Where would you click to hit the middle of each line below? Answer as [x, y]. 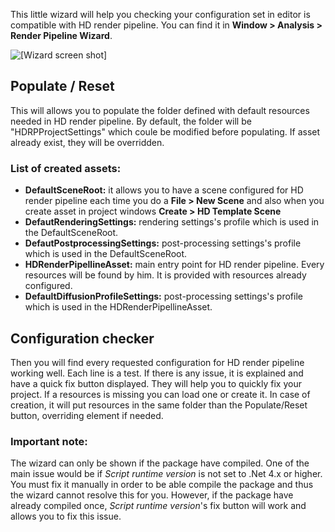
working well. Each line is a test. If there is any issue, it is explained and [157, 373]
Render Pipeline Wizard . [61, 35]
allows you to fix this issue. [66, 516]
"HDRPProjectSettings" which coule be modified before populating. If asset [165, 131]
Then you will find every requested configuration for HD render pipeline [157, 362]
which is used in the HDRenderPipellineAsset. [118, 307]
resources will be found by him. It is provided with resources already [165, 275]
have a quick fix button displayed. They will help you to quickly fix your [156, 383]
